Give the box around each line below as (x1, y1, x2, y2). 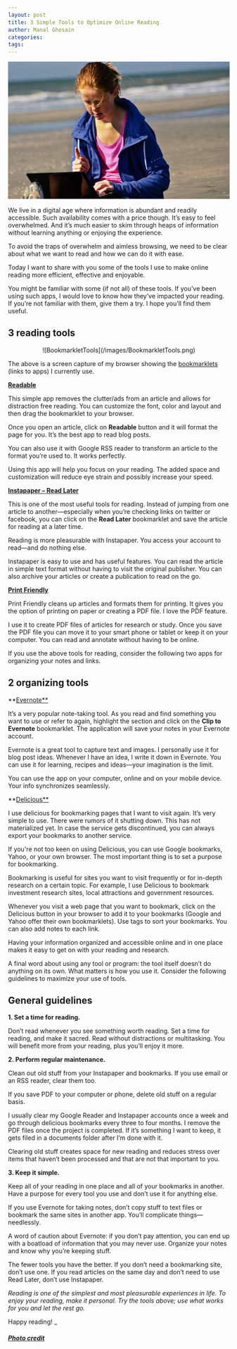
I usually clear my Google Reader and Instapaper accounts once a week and (8, 1111, 229, 1119)
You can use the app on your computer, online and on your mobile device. (8, 774, 222, 782)
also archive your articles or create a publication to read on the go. (8, 572, 201, 580)
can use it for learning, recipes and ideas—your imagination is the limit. (8, 760, 214, 769)
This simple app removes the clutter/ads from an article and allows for (8, 394, 211, 403)
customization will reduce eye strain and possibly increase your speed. (8, 472, 214, 481)
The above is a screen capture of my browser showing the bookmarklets (8, 359, 219, 368)
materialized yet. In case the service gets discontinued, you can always (8, 824, 215, 832)
